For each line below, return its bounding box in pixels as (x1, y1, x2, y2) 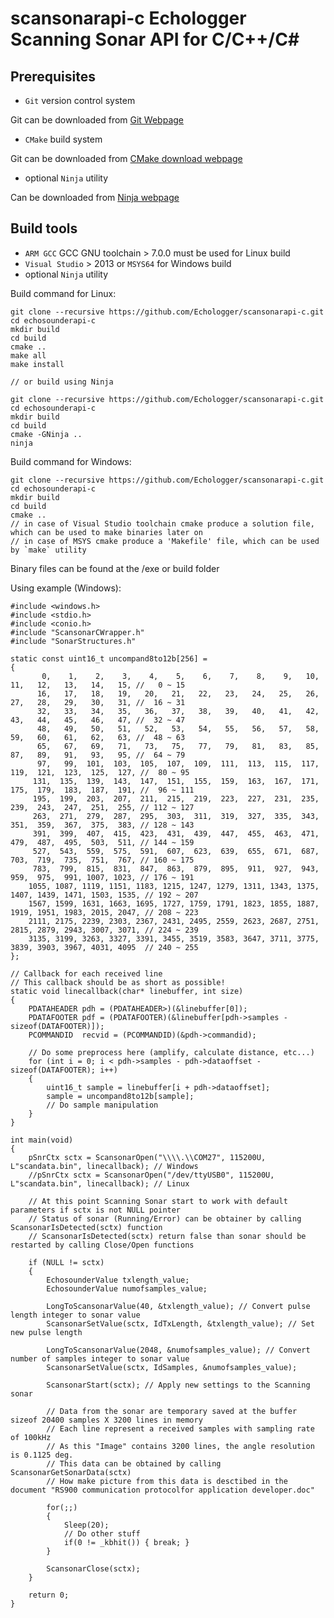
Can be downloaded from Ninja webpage (10, 192, 180, 203)
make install (10, 359, 65, 369)
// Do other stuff (63, 1528, 141, 1539)
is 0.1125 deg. (10, 1450, 74, 1460)
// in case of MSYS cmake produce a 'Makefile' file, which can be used (10, 536, 320, 546)
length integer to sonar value (10, 1310, 141, 1320)
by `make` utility (10, 545, 87, 555)
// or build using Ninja (10, 377, 114, 387)
